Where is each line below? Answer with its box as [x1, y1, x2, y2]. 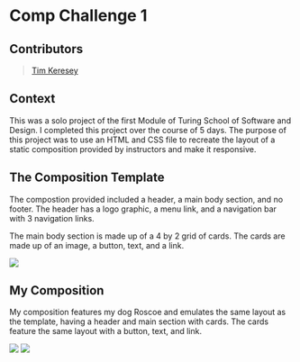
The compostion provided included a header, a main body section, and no [9, 194, 284, 204]
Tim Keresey [31, 65, 78, 76]
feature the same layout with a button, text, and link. [9, 326, 203, 337]
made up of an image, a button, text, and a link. [9, 240, 185, 250]
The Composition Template [9, 170, 165, 186]
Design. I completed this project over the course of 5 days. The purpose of [9, 124, 286, 135]
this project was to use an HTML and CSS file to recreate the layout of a [9, 134, 276, 145]
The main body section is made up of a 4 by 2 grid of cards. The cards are [9, 231, 286, 241]
